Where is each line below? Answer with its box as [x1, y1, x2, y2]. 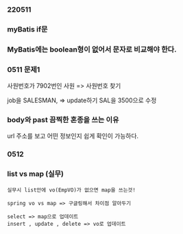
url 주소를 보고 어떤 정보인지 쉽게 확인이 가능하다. [7, 132, 139, 140]
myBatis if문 [7, 24, 48, 34]
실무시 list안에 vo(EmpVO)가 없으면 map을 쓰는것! [7, 187, 136, 194]
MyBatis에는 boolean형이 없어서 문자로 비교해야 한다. [7, 45, 177, 54]
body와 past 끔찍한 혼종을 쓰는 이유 [7, 115, 119, 124]
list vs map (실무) [7, 169, 64, 179]
